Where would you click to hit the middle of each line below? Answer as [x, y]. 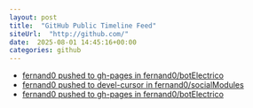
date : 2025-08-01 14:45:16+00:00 [73, 42]
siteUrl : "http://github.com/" [69, 34]
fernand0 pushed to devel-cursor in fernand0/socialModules [133, 85]
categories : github [45, 50]
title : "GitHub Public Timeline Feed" [83, 26]
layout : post [33, 17]
